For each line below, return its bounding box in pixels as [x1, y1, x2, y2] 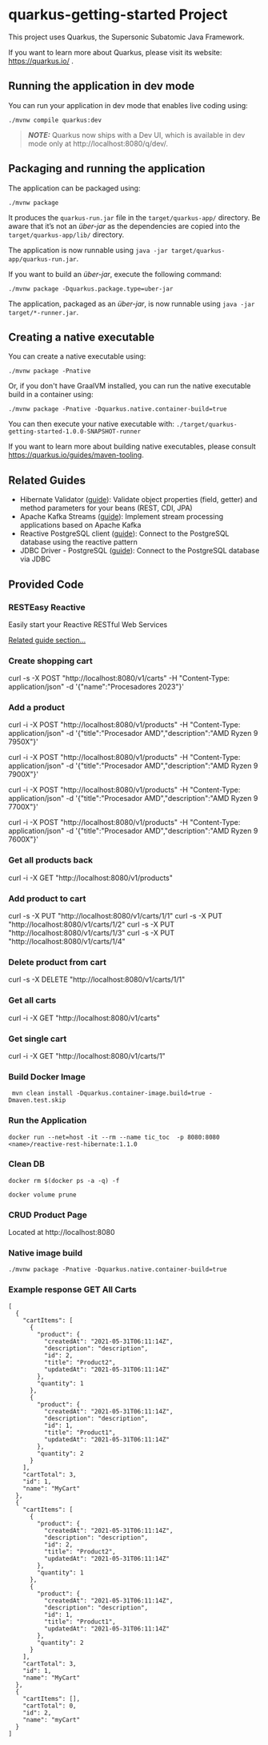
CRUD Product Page [8, 1209, 88, 1220]
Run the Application [8, 1115, 87, 1126]
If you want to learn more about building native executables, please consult [8, 442, 256, 452]
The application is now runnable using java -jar [8, 245, 168, 255]
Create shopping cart [8, 655, 94, 666]
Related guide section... [8, 635, 86, 645]
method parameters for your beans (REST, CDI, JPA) [19, 503, 194, 513]
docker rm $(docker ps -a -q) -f [8, 1176, 120, 1184]
